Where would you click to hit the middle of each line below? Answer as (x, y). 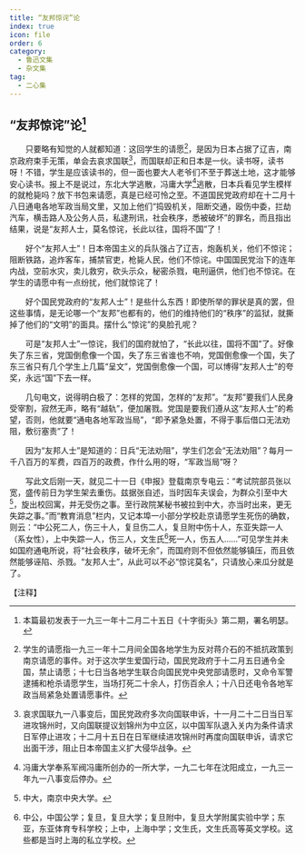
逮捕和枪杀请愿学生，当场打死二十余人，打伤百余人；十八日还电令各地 (154, 683)
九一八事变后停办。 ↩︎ (71, 779)
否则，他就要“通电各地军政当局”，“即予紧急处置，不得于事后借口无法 (154, 420)
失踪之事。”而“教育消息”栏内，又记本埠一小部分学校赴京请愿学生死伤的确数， (152, 516)
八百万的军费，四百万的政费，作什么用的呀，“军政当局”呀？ (128, 462)
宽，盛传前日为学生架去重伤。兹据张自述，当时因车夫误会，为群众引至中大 (148, 492)
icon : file (30, 35)
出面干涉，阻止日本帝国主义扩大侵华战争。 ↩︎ (107, 748)
